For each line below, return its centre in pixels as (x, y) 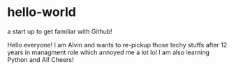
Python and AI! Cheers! (41, 59)
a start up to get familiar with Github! (60, 31)
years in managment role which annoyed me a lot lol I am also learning (108, 52)
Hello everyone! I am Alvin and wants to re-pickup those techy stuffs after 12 (117, 45)
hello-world (42, 12)
